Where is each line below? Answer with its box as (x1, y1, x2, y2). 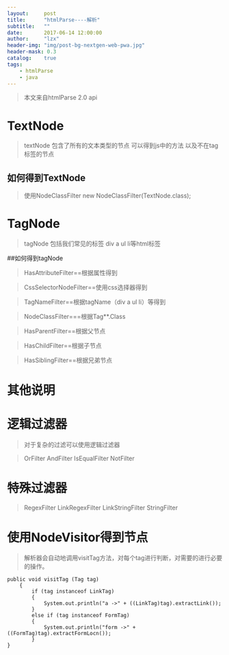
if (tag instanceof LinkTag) (31, 588, 115, 595)
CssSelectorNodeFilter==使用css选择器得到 (23, 283, 148, 291)
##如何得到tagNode (7, 254, 64, 263)
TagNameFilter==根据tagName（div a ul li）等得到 (23, 298, 166, 306)
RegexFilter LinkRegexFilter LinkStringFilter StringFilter (23, 503, 178, 512)
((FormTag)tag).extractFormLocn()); (7, 630, 111, 637)
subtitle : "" (7, 23, 51, 29)
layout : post (7, 10, 57, 17)
